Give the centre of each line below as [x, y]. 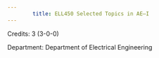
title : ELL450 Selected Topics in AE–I [91, 14]
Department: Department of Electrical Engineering [80, 47]
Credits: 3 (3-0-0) [33, 34]
